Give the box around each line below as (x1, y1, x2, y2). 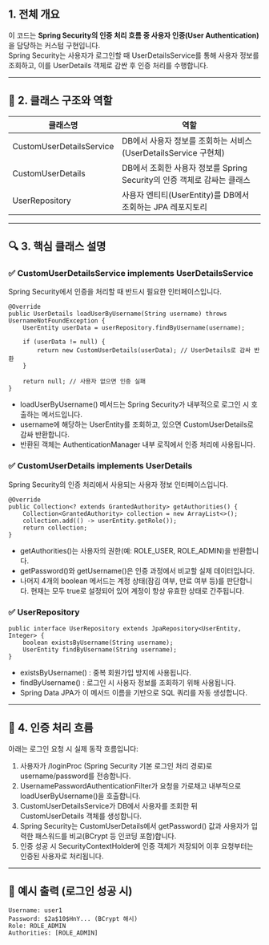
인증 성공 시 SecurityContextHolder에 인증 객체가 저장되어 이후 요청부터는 (19, 841, 254, 850)
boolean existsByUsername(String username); (22, 639, 174, 647)
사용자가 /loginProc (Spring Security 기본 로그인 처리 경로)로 (19, 760, 213, 770)
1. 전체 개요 (8, 7, 60, 22)
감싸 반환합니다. (19, 430, 70, 440)
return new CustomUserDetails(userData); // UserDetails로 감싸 (37, 347, 251, 355)
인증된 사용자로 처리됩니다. (19, 851, 104, 861)
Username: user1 (8, 906, 62, 915)
